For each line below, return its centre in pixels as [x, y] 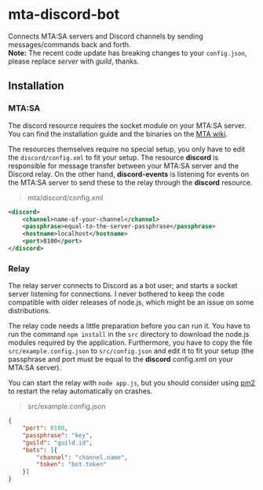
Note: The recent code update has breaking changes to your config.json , [128, 53]
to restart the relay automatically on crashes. [80, 391]
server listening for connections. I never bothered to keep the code [117, 294]
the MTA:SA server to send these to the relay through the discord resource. [130, 182]
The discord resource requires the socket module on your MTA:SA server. [127, 125]
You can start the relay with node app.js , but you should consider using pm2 [131, 383]
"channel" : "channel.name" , [82, 457]
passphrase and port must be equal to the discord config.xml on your [121, 360]
